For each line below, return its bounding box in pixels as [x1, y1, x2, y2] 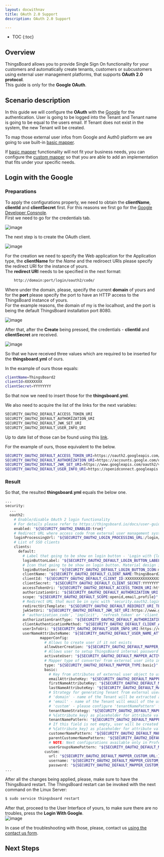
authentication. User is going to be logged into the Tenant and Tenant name [5, 115, 157, 120]
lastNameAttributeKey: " [48, 686, 99, 691]
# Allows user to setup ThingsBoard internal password [44, 649, 159, 654]
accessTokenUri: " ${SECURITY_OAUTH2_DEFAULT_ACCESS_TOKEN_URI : [22, 585, 154, 590]
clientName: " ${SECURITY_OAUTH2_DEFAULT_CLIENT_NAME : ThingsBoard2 [22, 572, 161, 577]
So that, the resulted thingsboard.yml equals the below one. [5, 489, 127, 495]
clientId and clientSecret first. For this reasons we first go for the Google [5, 204, 152, 210]
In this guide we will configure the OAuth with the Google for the [5, 109, 135, 115]
